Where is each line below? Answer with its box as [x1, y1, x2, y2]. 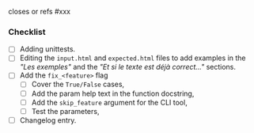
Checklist [8, 26, 46, 37]
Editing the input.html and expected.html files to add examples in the [19, 53, 246, 63]
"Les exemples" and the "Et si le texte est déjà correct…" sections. [19, 63, 236, 72]
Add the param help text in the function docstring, [31, 89, 195, 98]
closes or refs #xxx [8, 7, 71, 16]
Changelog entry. [19, 115, 77, 125]
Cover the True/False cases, [31, 79, 125, 89]
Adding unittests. [19, 44, 76, 54]
